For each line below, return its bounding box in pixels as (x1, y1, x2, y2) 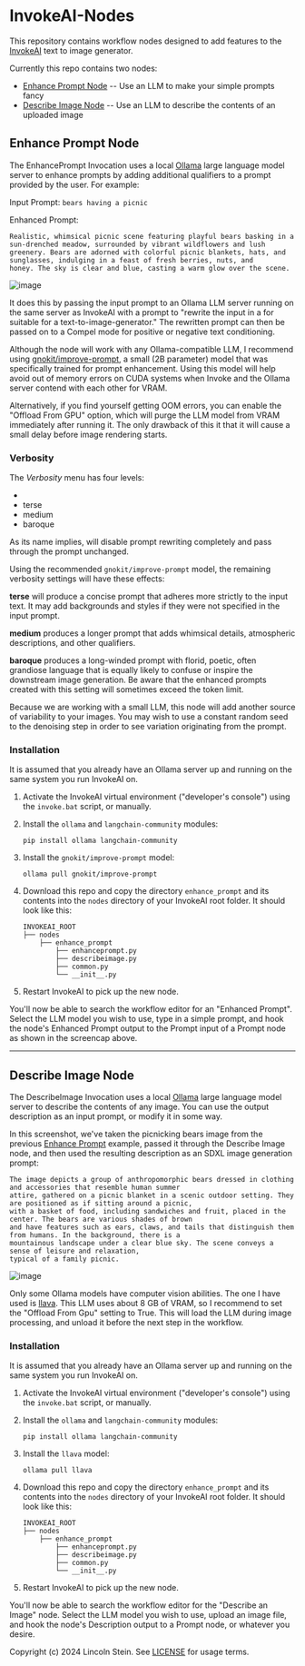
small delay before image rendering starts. (9, 429, 168, 440)
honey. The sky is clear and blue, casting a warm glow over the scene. (9, 263, 290, 273)
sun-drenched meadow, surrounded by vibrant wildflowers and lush (9, 240, 266, 249)
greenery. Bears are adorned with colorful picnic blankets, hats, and (9, 247, 286, 257)
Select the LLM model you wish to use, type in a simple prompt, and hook (9, 1014, 284, 1025)
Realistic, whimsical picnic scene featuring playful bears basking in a (9, 232, 295, 241)
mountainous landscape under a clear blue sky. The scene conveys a (9, 1239, 274, 1248)
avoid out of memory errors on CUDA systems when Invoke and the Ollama (9, 372, 290, 383)
